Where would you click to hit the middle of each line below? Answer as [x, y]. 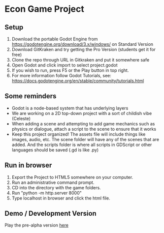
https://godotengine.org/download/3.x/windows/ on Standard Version [82, 44]
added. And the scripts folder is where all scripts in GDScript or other [82, 145]
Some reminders [31, 96]
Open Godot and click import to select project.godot [65, 65]
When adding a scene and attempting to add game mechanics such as [83, 123]
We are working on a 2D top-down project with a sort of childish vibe [82, 113]
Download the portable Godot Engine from [55, 39]
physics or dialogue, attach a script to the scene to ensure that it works [84, 129]
